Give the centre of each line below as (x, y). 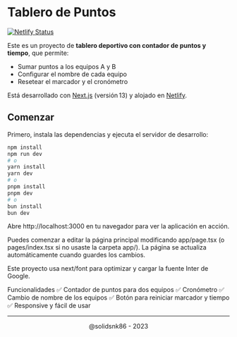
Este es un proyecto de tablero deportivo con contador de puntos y (107, 45)
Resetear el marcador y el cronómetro (73, 81)
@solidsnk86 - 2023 (119, 326)
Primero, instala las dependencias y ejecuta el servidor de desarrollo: (108, 134)
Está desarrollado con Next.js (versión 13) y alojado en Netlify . (97, 95)
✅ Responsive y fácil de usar (49, 306)
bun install (25, 206)
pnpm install (26, 187)
